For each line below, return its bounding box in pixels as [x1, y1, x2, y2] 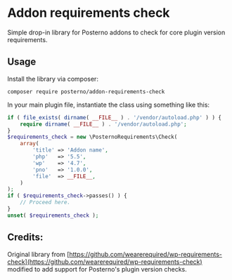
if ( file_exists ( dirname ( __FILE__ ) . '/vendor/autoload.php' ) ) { [7, 114, 221, 121]
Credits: [7, 232, 44, 244]
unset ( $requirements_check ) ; [7, 212, 99, 219]
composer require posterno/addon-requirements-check [7, 88, 165, 95]
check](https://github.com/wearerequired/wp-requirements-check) [7, 258, 202, 266]
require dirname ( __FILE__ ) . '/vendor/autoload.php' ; [20, 121, 188, 128]
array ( [20, 140, 39, 147]
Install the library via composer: [7, 74, 98, 83]
